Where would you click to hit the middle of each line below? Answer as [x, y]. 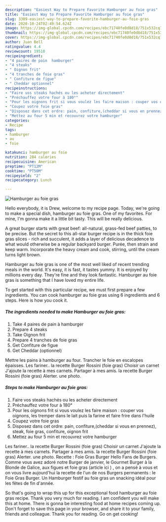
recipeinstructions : [26, 88]
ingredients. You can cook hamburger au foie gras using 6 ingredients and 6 [83, 295]
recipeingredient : [24, 56]
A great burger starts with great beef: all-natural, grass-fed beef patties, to [81, 228]
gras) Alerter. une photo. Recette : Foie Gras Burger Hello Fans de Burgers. [81, 457]
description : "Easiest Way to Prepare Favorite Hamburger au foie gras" [82, 10]
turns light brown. [23, 255]
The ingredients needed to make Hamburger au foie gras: [65, 312]
